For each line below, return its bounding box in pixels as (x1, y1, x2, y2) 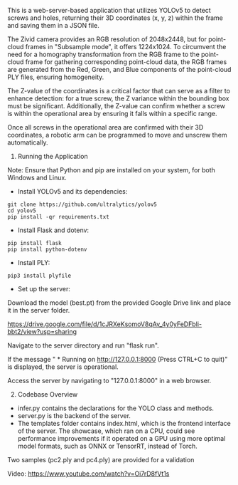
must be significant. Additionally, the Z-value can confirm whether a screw (7, 102, 226, 110)
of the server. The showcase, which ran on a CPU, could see (17, 427, 195, 435)
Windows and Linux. (7, 174, 67, 182)
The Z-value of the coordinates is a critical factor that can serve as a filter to (7, 87, 231, 95)
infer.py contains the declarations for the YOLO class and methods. (17, 404, 215, 412)
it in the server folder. (7, 306, 70, 314)
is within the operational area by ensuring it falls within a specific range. (7, 110, 218, 118)
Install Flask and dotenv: (17, 226, 90, 234)
